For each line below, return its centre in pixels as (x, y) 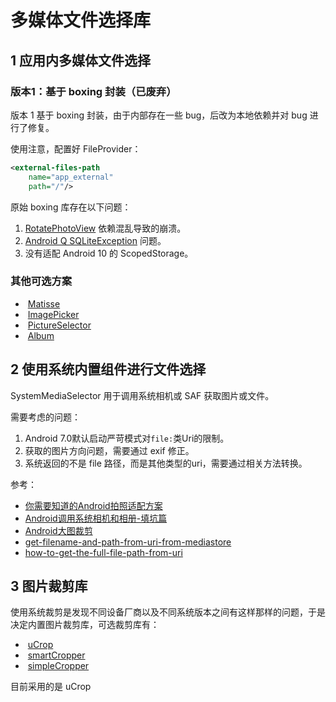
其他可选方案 (41, 281)
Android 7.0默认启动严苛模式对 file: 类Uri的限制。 (127, 438)
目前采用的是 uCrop (51, 687)
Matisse (44, 303)
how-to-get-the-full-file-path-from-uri (103, 552)
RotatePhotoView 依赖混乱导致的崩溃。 (105, 228)
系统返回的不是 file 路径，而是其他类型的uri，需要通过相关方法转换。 (166, 463)
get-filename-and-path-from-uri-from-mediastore (128, 542)
